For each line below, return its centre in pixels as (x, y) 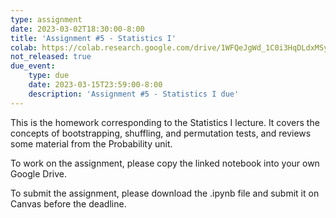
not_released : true (51, 57)
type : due (49, 76)
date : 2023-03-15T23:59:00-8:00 (95, 85)
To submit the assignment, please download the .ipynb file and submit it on (165, 193)
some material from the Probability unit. (91, 143)
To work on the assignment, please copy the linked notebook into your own (165, 163)
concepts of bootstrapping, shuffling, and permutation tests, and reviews (161, 133)
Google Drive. (39, 173)
